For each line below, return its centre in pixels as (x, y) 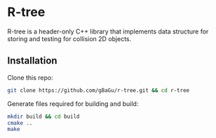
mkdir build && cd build (43, 116)
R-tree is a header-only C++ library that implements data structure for (108, 31)
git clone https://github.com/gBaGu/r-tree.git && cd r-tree (99, 90)
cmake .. (20, 123)
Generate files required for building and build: (73, 103)
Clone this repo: (31, 77)
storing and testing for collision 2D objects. (69, 38)
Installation (32, 61)
